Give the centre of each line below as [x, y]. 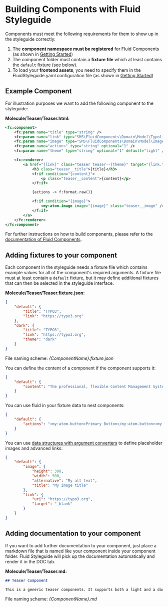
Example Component [38, 91]
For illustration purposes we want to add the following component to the [79, 103]
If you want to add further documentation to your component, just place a [81, 545]
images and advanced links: [34, 448]
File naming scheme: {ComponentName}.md [51, 599]
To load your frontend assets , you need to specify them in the [76, 70]
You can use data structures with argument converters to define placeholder [84, 443]
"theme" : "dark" [40, 339]
